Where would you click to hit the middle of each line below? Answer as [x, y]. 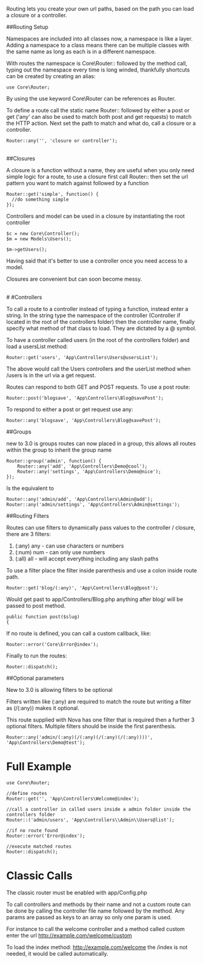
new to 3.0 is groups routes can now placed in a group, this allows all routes [101, 443]
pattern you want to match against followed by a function [78, 183]
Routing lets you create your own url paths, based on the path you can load [100, 9]
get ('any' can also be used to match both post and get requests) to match [99, 117]
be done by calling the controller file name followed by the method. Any [95, 911]
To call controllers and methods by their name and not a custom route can [98, 904]
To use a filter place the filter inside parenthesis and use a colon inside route [101, 570]
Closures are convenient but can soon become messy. [74, 279]
